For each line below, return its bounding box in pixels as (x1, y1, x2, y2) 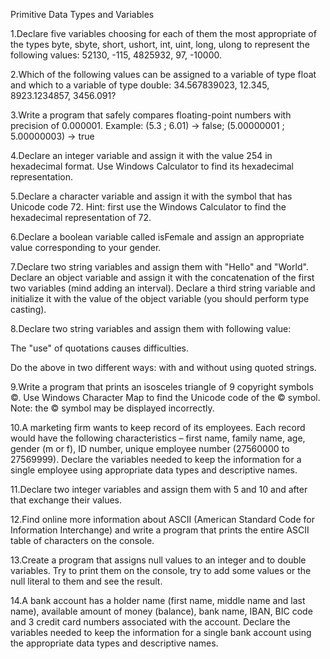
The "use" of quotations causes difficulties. (10, 342, 190, 354)
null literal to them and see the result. (10, 575, 163, 587)
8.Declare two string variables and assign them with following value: (10, 323, 292, 334)
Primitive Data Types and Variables (10, 9, 155, 20)
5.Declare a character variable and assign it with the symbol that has (10, 190, 293, 202)
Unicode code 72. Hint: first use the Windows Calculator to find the (10, 201, 287, 213)
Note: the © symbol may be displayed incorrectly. (10, 402, 215, 414)
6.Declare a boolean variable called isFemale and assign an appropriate (10, 231, 305, 243)
